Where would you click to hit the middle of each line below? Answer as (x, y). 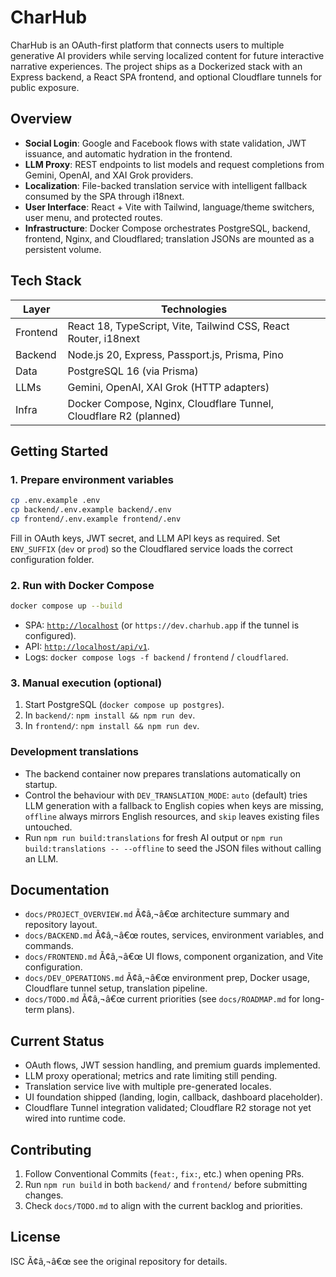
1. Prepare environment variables (92, 479)
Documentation (60, 890)
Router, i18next (103, 338)
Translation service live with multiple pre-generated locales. (148, 1087)
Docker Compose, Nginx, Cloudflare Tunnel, (170, 403)
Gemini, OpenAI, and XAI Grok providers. (109, 175)
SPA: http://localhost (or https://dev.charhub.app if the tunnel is (162, 625)
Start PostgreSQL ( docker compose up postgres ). (124, 705)
